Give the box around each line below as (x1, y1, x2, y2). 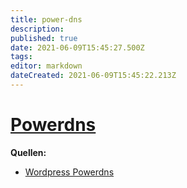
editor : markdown (10, 61, 83, 71)
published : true (10, 33, 78, 43)
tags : (10, 52, 33, 62)
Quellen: (10, 146, 47, 158)
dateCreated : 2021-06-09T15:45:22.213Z (10, 71, 177, 81)
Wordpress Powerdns (24, 166, 115, 178)
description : (10, 24, 65, 34)
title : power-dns (10, 14, 83, 25)
